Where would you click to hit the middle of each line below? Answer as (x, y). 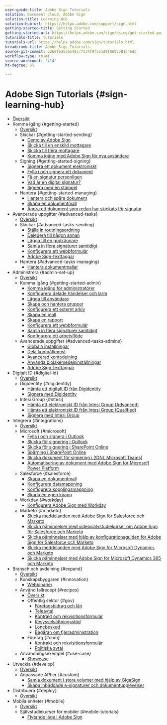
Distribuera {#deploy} (35, 691)
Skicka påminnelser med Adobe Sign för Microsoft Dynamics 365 (94, 558)
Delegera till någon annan (53, 235)
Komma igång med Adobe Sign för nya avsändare (78, 156)
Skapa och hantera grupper (55, 304)
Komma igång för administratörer (61, 288)
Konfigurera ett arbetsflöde (55, 336)
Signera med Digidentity (52, 394)
